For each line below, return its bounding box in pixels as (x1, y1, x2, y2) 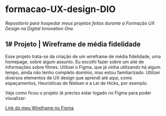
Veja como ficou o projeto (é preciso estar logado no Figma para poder (5, 89, 151, 96)
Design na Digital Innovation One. (5, 25, 74, 31)
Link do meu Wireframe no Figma (5, 104, 74, 111)
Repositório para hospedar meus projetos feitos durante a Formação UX (5, 20, 155, 26)
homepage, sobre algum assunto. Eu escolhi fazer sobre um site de (5, 59, 144, 65)
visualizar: (5, 95, 26, 101)
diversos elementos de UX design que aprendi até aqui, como (5, 74, 132, 81)
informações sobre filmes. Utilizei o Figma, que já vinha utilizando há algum (5, 64, 161, 70)
